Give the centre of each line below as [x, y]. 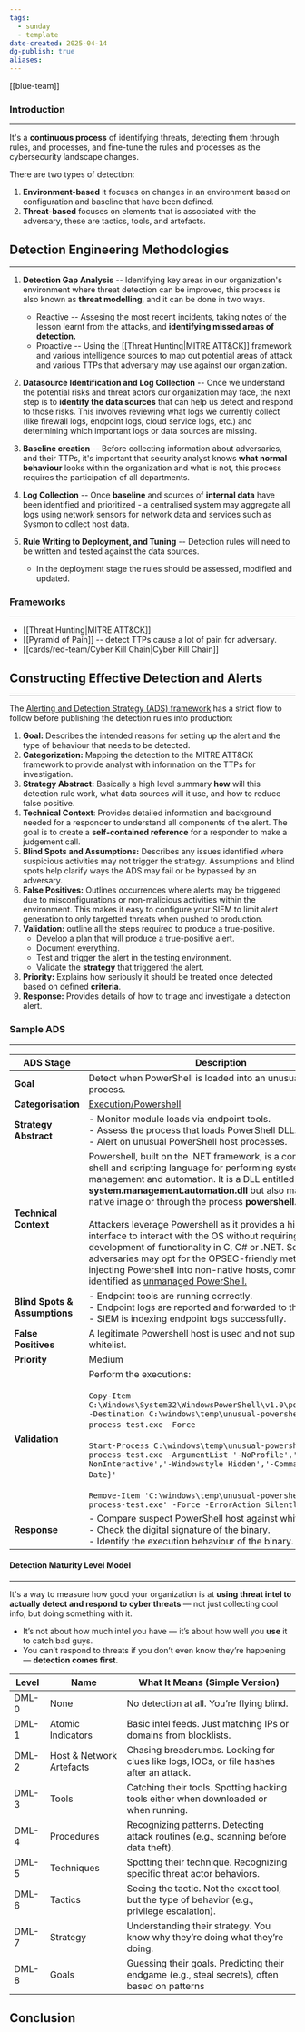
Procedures [74, 1836]
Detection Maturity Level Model [70, 1565]
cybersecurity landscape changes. [74, 157]
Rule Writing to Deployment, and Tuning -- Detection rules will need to [156, 542]
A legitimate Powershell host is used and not [183, 1333]
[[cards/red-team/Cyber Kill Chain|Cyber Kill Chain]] [121, 649]
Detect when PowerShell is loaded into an [177, 1078]
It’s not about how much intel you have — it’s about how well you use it [155, 1631]
